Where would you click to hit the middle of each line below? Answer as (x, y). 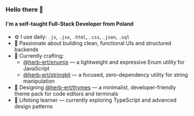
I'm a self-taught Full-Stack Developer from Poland (70, 24)
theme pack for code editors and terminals (66, 94)
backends (26, 49)
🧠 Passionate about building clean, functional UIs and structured (93, 43)
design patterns (34, 106)
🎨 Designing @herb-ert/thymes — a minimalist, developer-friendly (95, 87)
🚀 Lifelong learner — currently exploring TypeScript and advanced (95, 100)
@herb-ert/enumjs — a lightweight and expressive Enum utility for (104, 62)
